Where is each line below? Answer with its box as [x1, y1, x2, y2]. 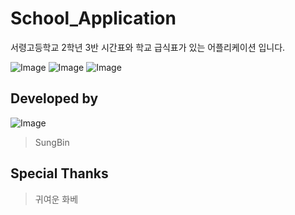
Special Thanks [10, 165, 109, 182]
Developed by [10, 90, 99, 107]
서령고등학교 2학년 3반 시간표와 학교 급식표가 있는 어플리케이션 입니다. [10, 41, 286, 53]
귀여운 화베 [34, 193, 79, 205]
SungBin [34, 136, 70, 148]
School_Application [10, 7, 177, 30]
